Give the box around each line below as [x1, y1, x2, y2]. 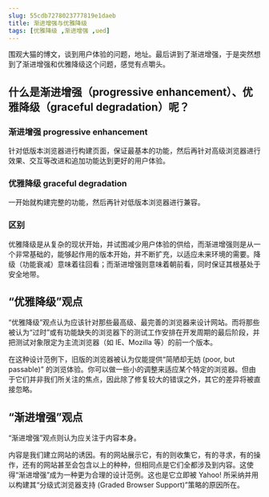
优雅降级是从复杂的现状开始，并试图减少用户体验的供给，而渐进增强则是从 [8, 239, 254, 249]
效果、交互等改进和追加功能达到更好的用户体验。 [8, 156, 170, 166]
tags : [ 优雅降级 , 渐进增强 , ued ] [8, 26, 110, 34]
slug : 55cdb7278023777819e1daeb [8, 11, 116, 20]
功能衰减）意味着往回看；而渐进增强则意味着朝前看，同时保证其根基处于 [22, 259, 261, 269]
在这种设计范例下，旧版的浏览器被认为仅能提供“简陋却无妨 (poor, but [8, 355, 235, 364]
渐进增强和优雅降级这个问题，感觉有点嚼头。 [22, 59, 170, 69]
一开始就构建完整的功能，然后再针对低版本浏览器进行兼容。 [8, 198, 205, 207]
